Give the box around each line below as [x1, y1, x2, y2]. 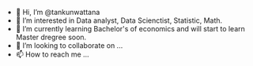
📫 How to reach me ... [15, 49, 89, 59]
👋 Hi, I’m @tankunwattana [15, 8, 100, 16]
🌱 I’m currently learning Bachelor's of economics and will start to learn [15, 24, 245, 33]
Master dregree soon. [15, 32, 87, 42]
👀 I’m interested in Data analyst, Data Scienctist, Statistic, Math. [15, 16, 223, 25]
